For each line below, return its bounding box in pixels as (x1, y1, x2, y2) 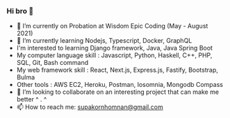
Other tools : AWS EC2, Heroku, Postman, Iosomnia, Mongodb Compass (16, 81, 224, 89)
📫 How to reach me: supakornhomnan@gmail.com (16, 103, 164, 111)
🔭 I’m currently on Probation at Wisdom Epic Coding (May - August (16, 22, 208, 30)
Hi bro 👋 (6, 6, 34, 16)
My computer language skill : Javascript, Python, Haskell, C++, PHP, (16, 51, 213, 59)
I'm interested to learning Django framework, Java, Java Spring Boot (16, 44, 213, 52)
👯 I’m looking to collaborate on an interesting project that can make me (16, 88, 220, 96)
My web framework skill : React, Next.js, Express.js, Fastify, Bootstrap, (16, 66, 218, 75)
